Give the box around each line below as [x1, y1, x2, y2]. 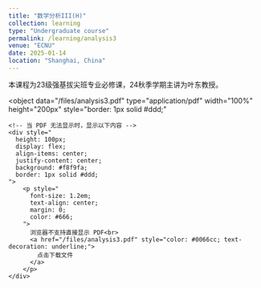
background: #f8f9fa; [15, 163, 88, 171]
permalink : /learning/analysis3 [8, 34, 116, 43]
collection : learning [8, 19, 81, 27]
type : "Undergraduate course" [8, 27, 110, 35]
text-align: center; [29, 199, 99, 207]
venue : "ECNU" [8, 42, 56, 50]
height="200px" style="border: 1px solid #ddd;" [8, 104, 167, 113]
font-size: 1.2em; [29, 191, 92, 200]
